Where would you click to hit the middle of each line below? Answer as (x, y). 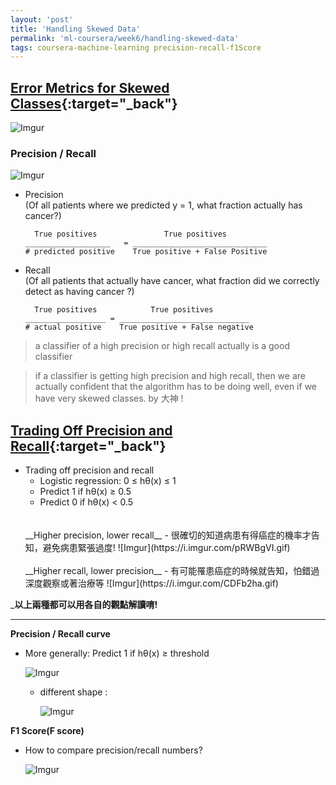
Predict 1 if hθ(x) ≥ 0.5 (85, 492)
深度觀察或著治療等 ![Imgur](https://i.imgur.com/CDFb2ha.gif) (151, 583)
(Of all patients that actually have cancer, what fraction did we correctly (172, 281)
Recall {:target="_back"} (88, 446)
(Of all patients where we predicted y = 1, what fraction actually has (163, 205)
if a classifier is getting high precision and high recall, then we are (170, 376)
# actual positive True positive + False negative (139, 327)
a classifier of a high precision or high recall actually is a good (162, 346)
